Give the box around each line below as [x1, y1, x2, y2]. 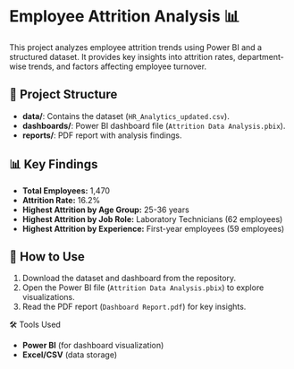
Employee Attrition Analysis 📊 [9, 6, 240, 27]
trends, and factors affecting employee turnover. [28, 61, 207, 72]
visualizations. [21, 292, 76, 303]
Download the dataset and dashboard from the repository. [21, 273, 237, 284]
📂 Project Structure [9, 87, 118, 102]
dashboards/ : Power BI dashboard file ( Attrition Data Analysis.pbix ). [21, 120, 286, 131]
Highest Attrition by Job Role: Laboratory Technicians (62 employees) [21, 213, 283, 224]
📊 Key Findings [9, 157, 98, 172]
